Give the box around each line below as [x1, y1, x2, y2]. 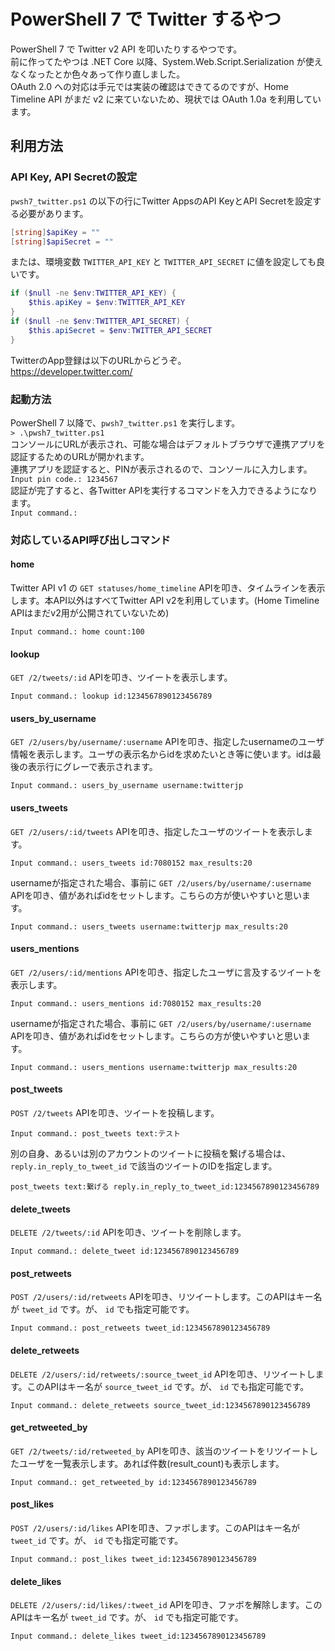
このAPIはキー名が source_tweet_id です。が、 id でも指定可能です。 [26, 1380, 310, 1392]
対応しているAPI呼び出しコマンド [10, 533, 171, 547]
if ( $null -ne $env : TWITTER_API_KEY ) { [10, 288, 177, 299]
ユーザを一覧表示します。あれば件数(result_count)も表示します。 [18, 1457, 285, 1469]
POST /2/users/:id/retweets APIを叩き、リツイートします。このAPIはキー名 [10, 1291, 323, 1303]
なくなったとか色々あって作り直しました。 [10, 68, 186, 80]
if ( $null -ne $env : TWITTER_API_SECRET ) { [10, 316, 190, 326]
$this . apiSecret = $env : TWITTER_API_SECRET [28, 325, 213, 335]
